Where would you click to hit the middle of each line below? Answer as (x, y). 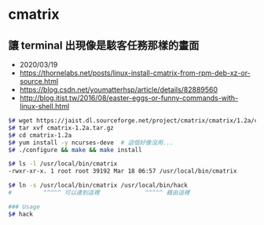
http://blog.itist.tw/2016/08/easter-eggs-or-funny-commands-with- (129, 98)
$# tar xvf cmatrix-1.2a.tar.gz (61, 128)
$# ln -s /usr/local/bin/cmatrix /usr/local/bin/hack (98, 186)
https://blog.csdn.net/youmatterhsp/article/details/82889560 (119, 89)
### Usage (24, 207)
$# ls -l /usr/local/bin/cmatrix (63, 164)
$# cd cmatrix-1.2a (40, 135)
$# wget (21, 121)
